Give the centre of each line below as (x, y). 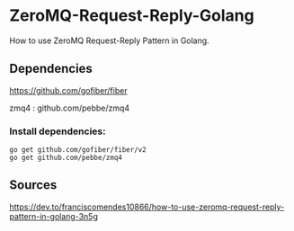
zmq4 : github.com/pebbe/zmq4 (70, 108)
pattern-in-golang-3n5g (54, 216)
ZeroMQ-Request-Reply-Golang (132, 16)
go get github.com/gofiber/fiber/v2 (78, 150)
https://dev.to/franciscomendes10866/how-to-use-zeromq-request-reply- (147, 207)
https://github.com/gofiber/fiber (68, 90)
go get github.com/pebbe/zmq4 (66, 158)
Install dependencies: (58, 131)
